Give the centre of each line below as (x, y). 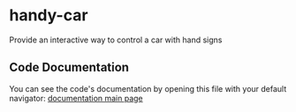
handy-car (49, 15)
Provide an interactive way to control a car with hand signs (116, 40)
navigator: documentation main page (76, 98)
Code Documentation (69, 67)
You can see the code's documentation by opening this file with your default (148, 88)
